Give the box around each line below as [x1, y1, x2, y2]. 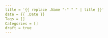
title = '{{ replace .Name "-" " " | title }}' [5, 7, 105, 12]
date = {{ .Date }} [5, 12, 45, 17]
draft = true [5, 26, 32, 31]
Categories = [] [5, 21, 38, 26]
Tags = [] [5, 16, 26, 21]
